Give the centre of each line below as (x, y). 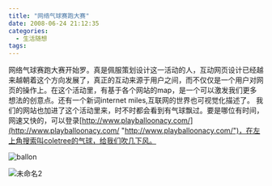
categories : (28, 31)
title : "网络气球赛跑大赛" (49, 16)
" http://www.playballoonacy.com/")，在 (187, 131)
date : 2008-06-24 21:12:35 (54, 23)
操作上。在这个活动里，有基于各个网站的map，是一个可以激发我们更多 (140, 91)
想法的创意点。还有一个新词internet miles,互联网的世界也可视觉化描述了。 (132, 100)
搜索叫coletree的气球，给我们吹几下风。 (89, 141)
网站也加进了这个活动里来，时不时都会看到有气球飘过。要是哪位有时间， (143, 111)
